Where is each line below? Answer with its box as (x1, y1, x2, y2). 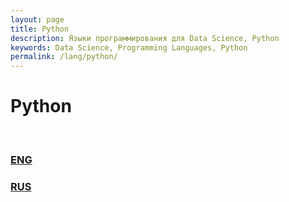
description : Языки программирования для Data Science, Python (10, 33, 280, 43)
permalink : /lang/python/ (10, 52, 118, 62)
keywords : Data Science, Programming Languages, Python (10, 42, 248, 53)
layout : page (10, 14, 65, 25)
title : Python (10, 24, 70, 34)
